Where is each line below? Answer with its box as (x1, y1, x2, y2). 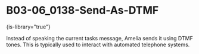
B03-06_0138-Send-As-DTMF (6, 4, 159, 17)
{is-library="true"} (6, 23, 51, 30)
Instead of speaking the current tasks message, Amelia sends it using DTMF (6, 34, 194, 42)
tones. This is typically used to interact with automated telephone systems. (6, 41, 190, 48)
